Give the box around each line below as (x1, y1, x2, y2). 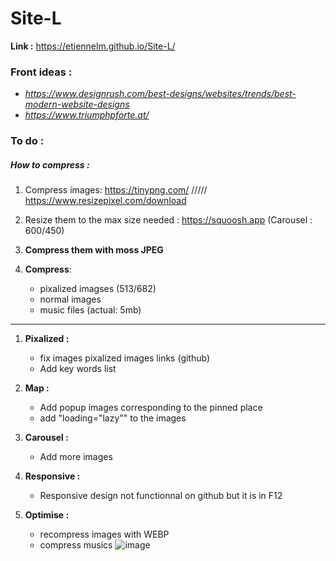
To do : (10, 134, 45, 148)
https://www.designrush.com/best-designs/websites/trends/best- (24, 88, 297, 100)
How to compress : (10, 158, 90, 171)
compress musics (39, 539, 113, 551)
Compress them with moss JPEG (24, 244, 164, 256)
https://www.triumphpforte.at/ (24, 109, 150, 121)
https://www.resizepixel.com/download (24, 195, 187, 207)
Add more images (39, 451, 113, 463)
